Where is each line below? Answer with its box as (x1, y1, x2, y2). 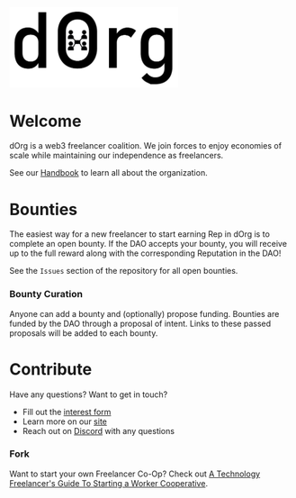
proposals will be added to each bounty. (9, 327, 158, 339)
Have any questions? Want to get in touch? (9, 389, 168, 400)
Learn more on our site (22, 416, 108, 427)
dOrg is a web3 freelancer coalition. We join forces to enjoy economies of (9, 140, 282, 151)
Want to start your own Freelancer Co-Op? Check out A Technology (9, 468, 261, 479)
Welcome (9, 111, 82, 131)
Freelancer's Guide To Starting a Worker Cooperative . (9, 477, 209, 488)
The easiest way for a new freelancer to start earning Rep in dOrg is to (9, 229, 270, 240)
